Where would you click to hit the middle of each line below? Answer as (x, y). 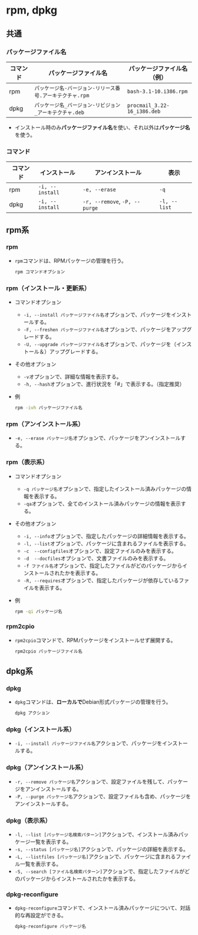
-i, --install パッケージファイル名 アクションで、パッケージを (88, 743)
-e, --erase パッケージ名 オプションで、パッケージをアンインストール (98, 438)
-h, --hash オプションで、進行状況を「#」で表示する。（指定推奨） (104, 384)
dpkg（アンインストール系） (47, 767)
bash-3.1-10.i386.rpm (157, 91)
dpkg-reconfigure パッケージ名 (50, 927)
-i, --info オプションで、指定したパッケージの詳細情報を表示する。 (106, 536)
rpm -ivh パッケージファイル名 (48, 408)
